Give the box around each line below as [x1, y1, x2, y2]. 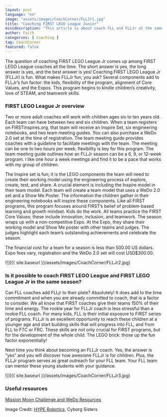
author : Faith [5, 30, 35, 35]
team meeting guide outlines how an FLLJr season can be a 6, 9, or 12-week [5, 151, 162, 157]
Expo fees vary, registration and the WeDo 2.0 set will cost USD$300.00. [5, 250, 154, 256]
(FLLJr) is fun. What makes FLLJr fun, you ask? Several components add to [5, 74, 160, 80]
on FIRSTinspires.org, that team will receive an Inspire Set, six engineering [5, 124, 158, 130]
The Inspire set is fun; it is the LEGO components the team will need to [5, 171, 149, 177]
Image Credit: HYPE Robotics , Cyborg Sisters [5, 406, 98, 412]
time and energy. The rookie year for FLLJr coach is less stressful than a [5, 306, 154, 312]
